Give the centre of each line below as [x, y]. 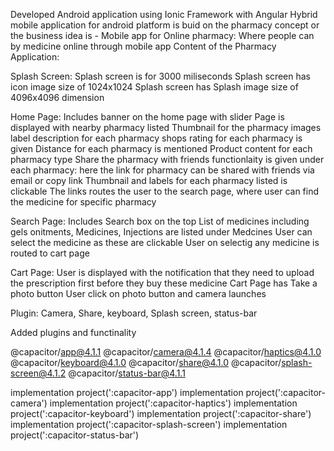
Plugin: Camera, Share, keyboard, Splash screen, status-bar [134, 313]
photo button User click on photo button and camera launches [138, 293]
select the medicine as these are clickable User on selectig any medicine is [165, 242]
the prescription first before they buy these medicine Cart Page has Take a [164, 283]
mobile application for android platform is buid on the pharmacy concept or [165, 25]
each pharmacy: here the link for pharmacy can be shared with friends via [162, 170]
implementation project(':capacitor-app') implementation [127, 392]
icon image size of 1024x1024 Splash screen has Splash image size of [154, 87]
